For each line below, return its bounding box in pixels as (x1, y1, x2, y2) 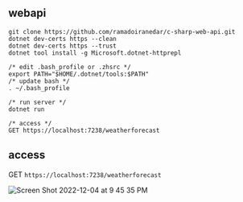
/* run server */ (8, 98, 67, 106)
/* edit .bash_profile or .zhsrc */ (8, 63, 131, 71)
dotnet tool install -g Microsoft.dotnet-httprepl (8, 48, 182, 57)
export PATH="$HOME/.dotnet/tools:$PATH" (8, 70, 150, 78)
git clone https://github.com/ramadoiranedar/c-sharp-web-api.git (8, 27, 236, 35)
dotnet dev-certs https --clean (8, 35, 117, 43)
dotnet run (8, 105, 45, 113)
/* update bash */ (8, 76, 70, 85)
